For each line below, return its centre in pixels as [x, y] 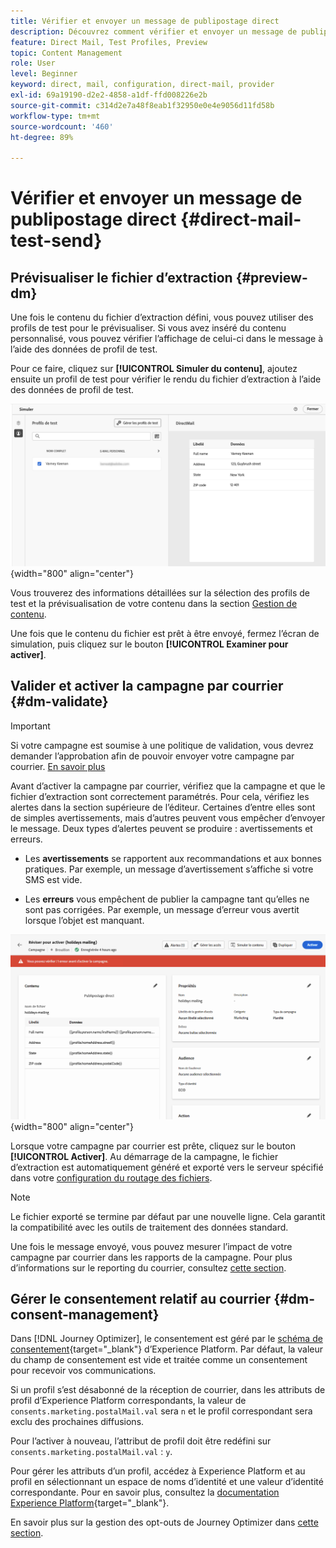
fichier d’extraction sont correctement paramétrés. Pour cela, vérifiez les [160, 796]
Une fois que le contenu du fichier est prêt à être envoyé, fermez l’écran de [165, 633]
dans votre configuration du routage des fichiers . [111, 1177]
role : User [33, 63]
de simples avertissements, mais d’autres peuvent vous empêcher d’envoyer [168, 817]
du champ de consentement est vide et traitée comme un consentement [159, 1360]
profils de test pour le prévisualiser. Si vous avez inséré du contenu [148, 328]
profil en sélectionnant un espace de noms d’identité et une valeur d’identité [167, 1482]
